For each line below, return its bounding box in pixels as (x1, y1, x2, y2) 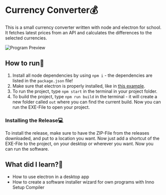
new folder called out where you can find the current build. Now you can (12, 99, 161, 105)
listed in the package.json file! (12, 77, 73, 83)
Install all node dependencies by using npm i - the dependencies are (12, 72, 153, 78)
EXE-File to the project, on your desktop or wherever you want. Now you (5, 141, 154, 147)
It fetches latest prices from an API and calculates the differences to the (5, 29, 153, 35)
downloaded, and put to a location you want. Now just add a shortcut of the (5, 136, 160, 142)
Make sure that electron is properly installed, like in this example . (12, 83, 146, 89)
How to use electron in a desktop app (12, 174, 89, 180)
